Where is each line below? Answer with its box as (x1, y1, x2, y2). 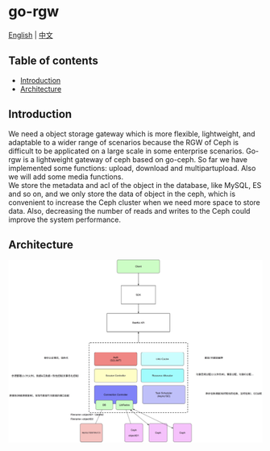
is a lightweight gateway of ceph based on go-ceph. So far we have (23, 154, 248, 164)
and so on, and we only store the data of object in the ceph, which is (8, 189, 236, 198)
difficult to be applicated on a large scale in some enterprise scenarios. (8, 146, 244, 156)
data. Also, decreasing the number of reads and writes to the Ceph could (8, 206, 251, 215)
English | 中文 (8, 30, 54, 40)
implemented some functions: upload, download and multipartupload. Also (8, 163, 256, 173)
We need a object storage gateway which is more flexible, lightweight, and (8, 128, 255, 139)
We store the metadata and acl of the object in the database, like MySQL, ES (8, 180, 262, 190)
